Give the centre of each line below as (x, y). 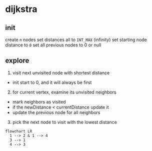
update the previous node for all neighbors (56, 112)
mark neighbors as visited (39, 101)
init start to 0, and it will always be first (52, 82)
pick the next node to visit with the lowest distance (65, 122)
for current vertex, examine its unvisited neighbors (64, 92)
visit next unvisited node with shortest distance (61, 72)
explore (17, 61)
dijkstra (21, 9)
